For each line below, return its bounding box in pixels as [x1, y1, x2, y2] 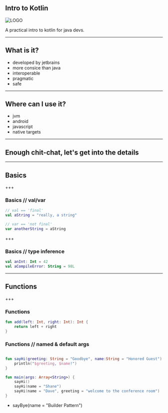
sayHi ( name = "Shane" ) [14, 384, 61, 389]
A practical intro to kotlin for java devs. [5, 27, 85, 33]
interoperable [12, 70, 40, 76]
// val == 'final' [5, 208, 43, 213]
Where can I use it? [5, 100, 66, 108]
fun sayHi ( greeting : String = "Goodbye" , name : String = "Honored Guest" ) [5, 356, 162, 361]
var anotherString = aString [5, 226, 66, 231]
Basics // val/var [5, 196, 46, 203]
